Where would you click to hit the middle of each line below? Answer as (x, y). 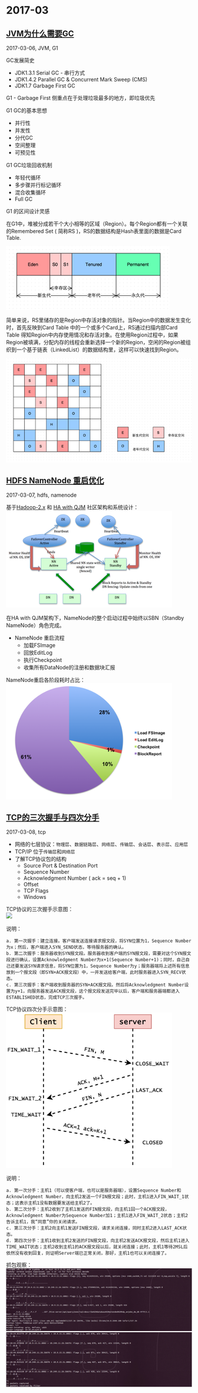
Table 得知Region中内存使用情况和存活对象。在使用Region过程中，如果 (92, 335)
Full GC (24, 199)
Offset (31, 885)
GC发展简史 (20, 60)
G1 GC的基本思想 (27, 110)
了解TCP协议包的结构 (40, 859)
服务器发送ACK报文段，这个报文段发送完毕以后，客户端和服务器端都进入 (106, 991)
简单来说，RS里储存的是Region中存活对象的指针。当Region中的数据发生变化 (99, 320)
